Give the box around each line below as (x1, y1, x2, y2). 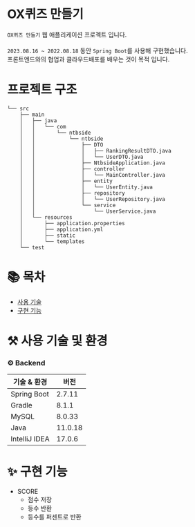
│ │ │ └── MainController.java (19, 171, 166, 178)
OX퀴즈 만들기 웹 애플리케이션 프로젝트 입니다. (7, 30, 127, 39)
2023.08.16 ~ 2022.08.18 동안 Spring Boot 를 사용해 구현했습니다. (7, 46, 188, 55)
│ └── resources (19, 213, 73, 221)
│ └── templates (19, 238, 85, 245)
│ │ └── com (19, 123, 67, 130)
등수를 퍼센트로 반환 (27, 512, 82, 521)
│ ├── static (19, 232, 76, 239)
